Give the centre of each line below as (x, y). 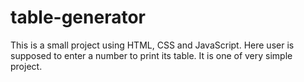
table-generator (78, 17)
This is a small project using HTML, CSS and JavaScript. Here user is (152, 45)
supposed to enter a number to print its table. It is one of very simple (151, 55)
